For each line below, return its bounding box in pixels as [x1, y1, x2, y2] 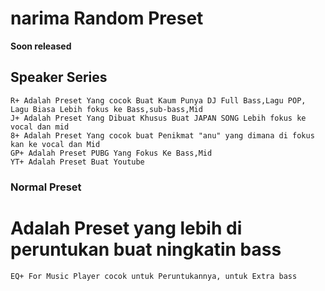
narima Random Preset [10, 7, 204, 30]
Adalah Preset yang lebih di [10, 217, 243, 239]
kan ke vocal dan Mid [10, 139, 101, 149]
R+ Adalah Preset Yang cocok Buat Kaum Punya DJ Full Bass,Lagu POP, [10, 95, 307, 106]
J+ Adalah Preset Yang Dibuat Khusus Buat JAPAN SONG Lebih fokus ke [10, 113, 307, 123]
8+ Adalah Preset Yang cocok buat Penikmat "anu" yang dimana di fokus [10, 130, 315, 141]
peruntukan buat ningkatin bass [10, 238, 282, 261]
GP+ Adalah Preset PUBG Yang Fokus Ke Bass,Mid [10, 148, 213, 158]
